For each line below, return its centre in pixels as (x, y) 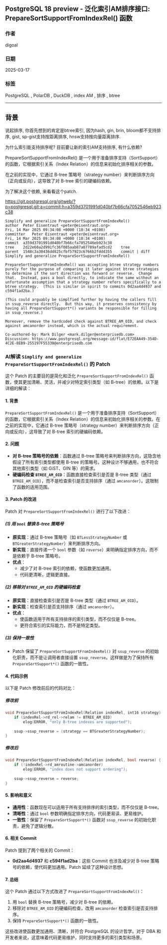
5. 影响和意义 (19, 795)
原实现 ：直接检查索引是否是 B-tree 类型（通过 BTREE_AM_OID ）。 (77, 600)
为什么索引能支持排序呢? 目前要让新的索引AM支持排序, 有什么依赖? (74, 147)
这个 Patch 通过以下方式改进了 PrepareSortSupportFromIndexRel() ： (75, 892)
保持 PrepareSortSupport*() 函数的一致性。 (57, 921)
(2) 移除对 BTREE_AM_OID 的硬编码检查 (43, 587)
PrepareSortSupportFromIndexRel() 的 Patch (58, 364)
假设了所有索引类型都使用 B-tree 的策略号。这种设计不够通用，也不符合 (85, 462)
